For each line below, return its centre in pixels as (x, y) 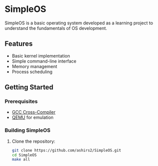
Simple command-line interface (44, 61)
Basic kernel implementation (41, 56)
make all (21, 160)
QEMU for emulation (33, 117)
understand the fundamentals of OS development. (56, 28)
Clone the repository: (34, 141)
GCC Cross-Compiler (34, 112)
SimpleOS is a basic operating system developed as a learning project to (79, 23)
